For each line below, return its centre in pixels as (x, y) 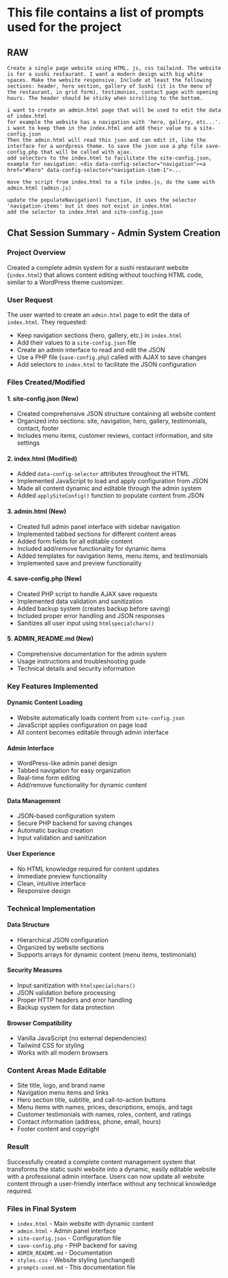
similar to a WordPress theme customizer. (66, 282)
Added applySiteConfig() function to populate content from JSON (110, 495)
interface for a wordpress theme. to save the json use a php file (105, 146)
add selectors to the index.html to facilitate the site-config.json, (110, 158)
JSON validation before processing (66, 992)
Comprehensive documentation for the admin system (92, 654)
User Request (30, 299)
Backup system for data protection (66, 1007)
